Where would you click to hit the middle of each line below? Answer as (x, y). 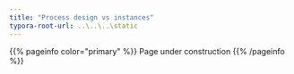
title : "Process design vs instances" (82, 17)
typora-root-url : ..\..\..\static (74, 26)
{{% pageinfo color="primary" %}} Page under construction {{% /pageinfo (147, 51)
